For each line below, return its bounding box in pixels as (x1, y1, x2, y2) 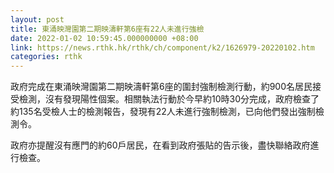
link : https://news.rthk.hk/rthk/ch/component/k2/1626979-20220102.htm (10, 42, 315, 53)
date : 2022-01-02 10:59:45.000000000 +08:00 (10, 33, 199, 43)
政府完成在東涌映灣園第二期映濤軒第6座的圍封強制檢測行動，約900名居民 (10, 81, 313, 93)
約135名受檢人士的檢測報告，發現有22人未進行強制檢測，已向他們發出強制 (10, 106, 316, 118)
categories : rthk (10, 52, 83, 62)
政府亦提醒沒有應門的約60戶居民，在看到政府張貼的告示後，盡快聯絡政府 (10, 139, 311, 151)
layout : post (10, 14, 65, 25)
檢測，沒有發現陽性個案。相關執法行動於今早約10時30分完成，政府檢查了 (18, 93, 320, 105)
